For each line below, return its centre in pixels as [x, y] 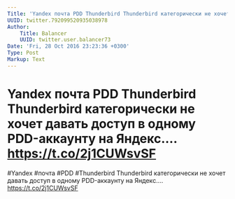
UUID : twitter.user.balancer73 [65, 40]
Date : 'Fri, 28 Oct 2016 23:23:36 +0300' [69, 46]
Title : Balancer [44, 33]
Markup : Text [26, 60]
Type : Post [23, 53]
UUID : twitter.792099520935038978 [58, 20]
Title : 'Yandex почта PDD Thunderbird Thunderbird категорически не [109, 14]
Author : [19, 27]
